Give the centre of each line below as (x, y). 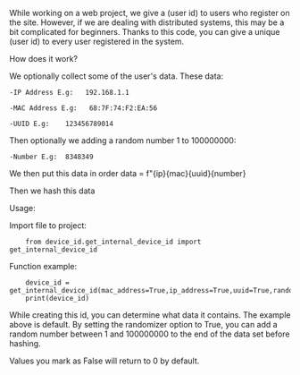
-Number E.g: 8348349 (51, 157)
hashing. (25, 343)
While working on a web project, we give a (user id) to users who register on (150, 13)
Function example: (43, 266)
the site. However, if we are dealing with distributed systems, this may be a (147, 22)
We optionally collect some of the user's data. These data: (117, 76)
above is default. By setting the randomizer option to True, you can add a (144, 324)
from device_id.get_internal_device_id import (113, 242)
